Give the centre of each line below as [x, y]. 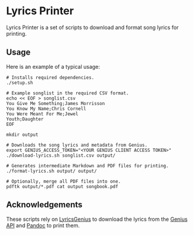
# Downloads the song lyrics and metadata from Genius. [77, 145]
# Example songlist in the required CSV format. [68, 93]
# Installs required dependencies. [50, 77]
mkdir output [22, 135]
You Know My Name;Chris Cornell [46, 109]
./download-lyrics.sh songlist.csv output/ [61, 155]
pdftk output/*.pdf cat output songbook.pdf [62, 186]
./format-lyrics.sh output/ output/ [51, 171]
